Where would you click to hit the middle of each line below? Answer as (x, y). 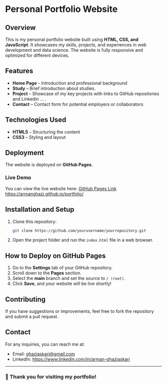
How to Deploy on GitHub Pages (55, 256)
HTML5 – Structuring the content (46, 132)
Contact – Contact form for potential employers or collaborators (78, 104)
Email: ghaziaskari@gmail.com (44, 354)
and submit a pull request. (32, 317)
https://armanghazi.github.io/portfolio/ (44, 194)
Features (19, 71)
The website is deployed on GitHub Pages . (49, 165)
